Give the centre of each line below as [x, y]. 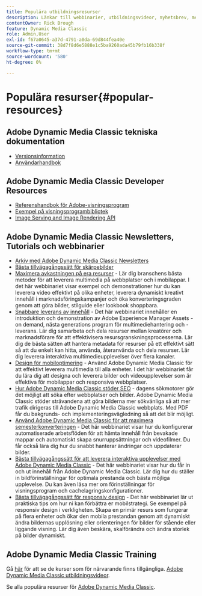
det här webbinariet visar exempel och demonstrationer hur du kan [98, 286]
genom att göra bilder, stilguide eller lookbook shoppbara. [87, 306]
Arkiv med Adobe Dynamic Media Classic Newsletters [82, 261]
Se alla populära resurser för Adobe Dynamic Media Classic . [81, 586]
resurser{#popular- [104, 97]
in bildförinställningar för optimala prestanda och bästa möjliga [92, 478]
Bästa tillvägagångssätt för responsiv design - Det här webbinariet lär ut [104, 497]
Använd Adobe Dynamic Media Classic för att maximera [84, 420]
